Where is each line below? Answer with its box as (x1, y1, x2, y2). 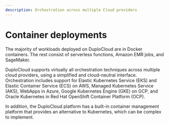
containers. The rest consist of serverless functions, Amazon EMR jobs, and (5, 51, 164, 57)
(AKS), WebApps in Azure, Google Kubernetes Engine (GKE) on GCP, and (5, 88, 158, 94)
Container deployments (5, 29, 108, 40)
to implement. (5, 114, 34, 120)
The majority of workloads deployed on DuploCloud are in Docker (5, 46, 143, 52)
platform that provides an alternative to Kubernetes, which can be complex (5, 108, 161, 114)
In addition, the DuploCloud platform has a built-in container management (5, 103, 159, 109)
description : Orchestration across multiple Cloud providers (5, 7, 138, 13)
